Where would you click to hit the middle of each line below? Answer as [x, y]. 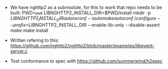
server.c [19, 51]
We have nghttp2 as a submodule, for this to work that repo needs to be [86, 7]
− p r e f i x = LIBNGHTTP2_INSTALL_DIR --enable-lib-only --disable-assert [85, 25]
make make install [29, 30]
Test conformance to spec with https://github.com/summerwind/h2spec [86, 61]
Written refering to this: [35, 40]
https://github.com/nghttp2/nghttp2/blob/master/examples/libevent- [82, 45]
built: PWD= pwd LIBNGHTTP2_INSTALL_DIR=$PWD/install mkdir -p [80, 13]
